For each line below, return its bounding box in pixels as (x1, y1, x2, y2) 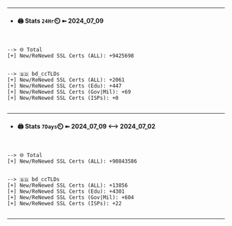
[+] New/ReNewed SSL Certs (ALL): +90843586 (7, 158, 137, 165)
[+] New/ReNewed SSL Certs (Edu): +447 (7, 83, 122, 90)
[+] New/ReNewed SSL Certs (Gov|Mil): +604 (7, 194, 135, 201)
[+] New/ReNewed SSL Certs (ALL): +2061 (7, 76, 126, 83)
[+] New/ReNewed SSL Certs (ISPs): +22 (7, 201, 122, 207)
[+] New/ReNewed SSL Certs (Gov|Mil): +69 (7, 89, 131, 96)
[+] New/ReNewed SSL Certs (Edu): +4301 (7, 188, 126, 195)
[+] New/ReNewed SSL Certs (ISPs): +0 (7, 94, 119, 102)
